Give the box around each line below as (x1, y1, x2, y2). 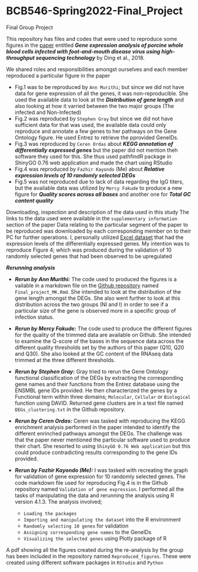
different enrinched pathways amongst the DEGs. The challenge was (14, 430, 183, 437)
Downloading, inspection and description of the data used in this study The (6, 208, 189, 215)
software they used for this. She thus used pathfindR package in (14, 152, 171, 160)
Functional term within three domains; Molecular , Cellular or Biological (14, 393, 191, 400)
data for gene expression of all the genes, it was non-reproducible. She (14, 90, 189, 97)
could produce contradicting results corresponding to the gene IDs (14, 449, 178, 456)
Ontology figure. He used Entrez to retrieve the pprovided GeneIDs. (14, 134, 179, 141)
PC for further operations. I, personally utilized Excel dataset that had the (6, 233, 184, 241)
